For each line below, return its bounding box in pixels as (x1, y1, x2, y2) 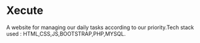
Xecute (6, 4, 44, 18)
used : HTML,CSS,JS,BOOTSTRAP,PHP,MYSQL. (6, 30, 126, 37)
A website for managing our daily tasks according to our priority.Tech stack (6, 24, 194, 31)
